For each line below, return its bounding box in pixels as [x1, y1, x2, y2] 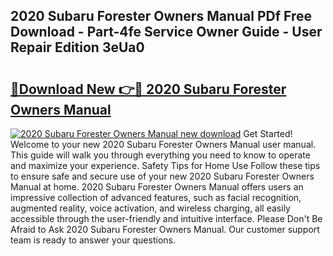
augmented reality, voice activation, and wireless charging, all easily [10, 202, 291, 214]
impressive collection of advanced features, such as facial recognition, [10, 192, 302, 203]
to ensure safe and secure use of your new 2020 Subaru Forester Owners [10, 170, 315, 182]
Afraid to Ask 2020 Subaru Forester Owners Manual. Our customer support [10, 224, 320, 235]
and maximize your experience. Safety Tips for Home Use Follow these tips [10, 160, 321, 171]
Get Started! [243, 128, 293, 139]
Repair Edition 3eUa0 [10, 39, 145, 56]
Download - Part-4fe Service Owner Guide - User [10, 24, 323, 41]
